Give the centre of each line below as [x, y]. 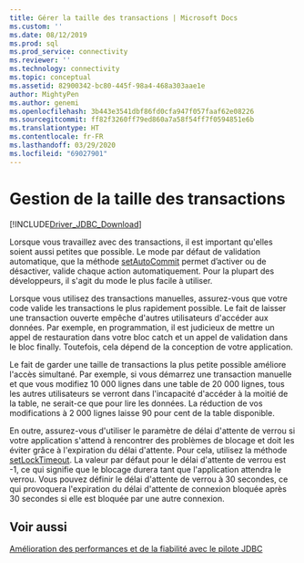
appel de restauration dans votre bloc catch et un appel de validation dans [149, 337]
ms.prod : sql [34, 43]
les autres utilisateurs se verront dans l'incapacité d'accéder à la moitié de [149, 393]
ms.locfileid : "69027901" [58, 153]
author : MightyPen [44, 94]
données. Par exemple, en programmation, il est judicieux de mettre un [142, 327]
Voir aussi [38, 527]
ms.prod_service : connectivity [69, 52]
